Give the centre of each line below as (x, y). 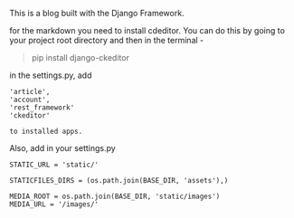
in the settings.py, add (51, 75)
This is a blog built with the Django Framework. (97, 13)
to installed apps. (46, 131)
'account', (30, 100)
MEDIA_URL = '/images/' (54, 204)
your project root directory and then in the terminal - (107, 40)
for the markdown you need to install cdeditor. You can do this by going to (147, 30)
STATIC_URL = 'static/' (54, 165)
